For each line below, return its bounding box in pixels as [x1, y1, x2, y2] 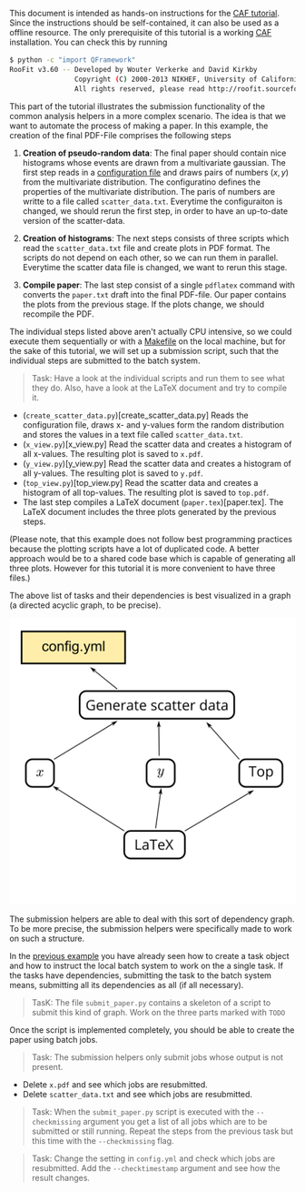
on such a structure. [9, 933, 84, 944]
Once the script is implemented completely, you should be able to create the [9, 1024, 295, 1035]
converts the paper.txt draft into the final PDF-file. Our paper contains [22, 288, 287, 299]
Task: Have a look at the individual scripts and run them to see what [31, 372, 286, 383]
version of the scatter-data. [22, 215, 125, 226]
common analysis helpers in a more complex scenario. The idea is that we [9, 110, 286, 121]
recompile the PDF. [22, 308, 94, 319]
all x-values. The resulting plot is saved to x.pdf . [22, 448, 204, 459]
